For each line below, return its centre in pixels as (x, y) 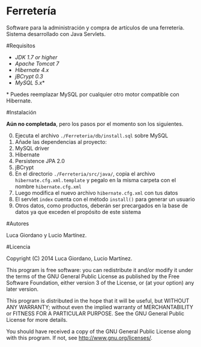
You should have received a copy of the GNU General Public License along (98, 331)
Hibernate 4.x (32, 70)
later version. (22, 289)
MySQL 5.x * (30, 83)
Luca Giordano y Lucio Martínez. (46, 235)
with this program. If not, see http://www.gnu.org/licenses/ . (79, 337)
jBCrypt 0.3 (29, 76)
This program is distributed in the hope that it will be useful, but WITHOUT (98, 300)
